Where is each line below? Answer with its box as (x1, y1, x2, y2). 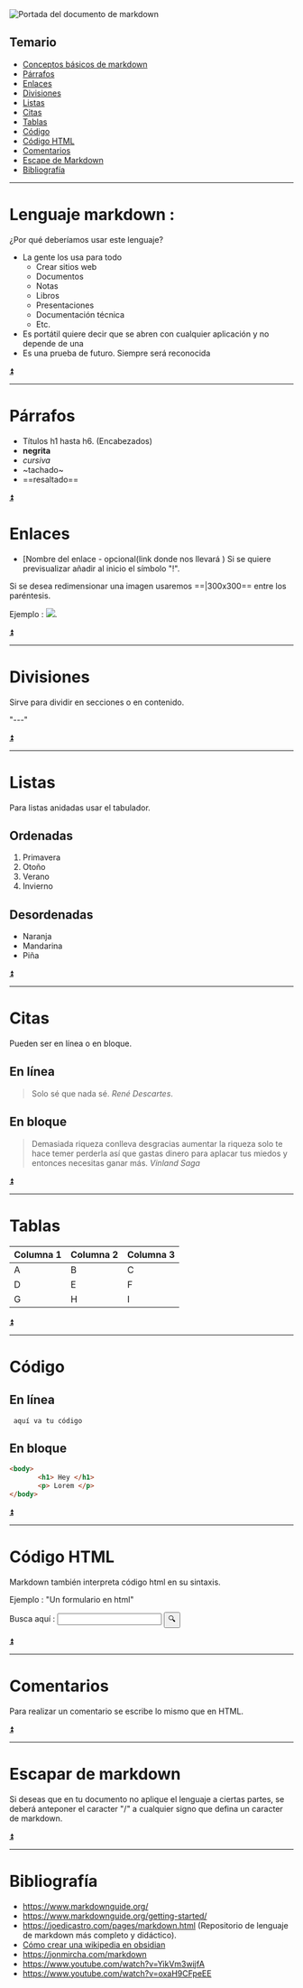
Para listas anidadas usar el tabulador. (9, 802, 151, 813)
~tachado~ (22, 464, 64, 475)
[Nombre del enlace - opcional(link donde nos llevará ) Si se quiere (22, 553, 271, 564)
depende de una (22, 337, 84, 348)
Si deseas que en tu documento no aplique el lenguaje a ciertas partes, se (9, 1793, 285, 1804)
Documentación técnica (35, 309, 124, 319)
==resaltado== (22, 474, 79, 485)
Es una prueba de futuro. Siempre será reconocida (22, 347, 211, 358)
